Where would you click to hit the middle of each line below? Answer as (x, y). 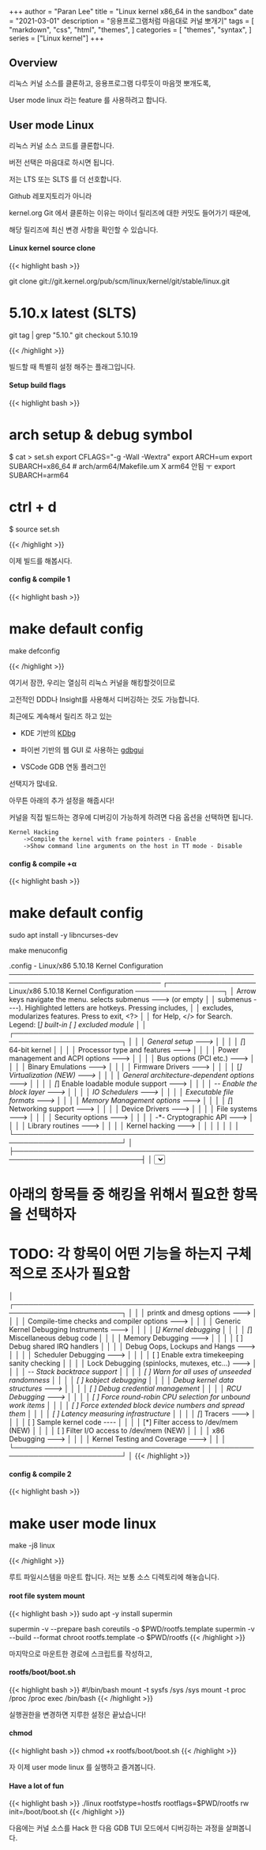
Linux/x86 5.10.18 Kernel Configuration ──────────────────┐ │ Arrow (133, 991)
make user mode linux (83, 1523)
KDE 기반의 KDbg (48, 733)
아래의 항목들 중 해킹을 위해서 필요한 (119, 1195)
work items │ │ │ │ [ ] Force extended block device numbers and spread (127, 1406)
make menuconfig (38, 950)
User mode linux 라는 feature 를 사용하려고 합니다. (88, 100)
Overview (34, 63)
